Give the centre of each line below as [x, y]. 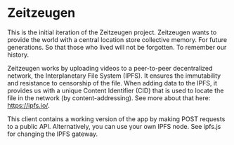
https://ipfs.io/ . [29, 105]
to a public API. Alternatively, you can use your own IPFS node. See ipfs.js [114, 126]
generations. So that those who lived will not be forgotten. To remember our [117, 47]
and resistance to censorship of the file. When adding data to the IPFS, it [112, 83]
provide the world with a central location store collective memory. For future [117, 39]
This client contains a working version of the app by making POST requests [116, 119]
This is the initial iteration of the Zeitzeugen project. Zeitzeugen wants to [112, 32]
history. [18, 55]
